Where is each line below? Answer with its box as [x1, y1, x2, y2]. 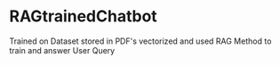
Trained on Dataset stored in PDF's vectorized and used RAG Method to [9, 36, 272, 46]
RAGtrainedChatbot [9, 6, 157, 27]
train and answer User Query [9, 45, 116, 55]
